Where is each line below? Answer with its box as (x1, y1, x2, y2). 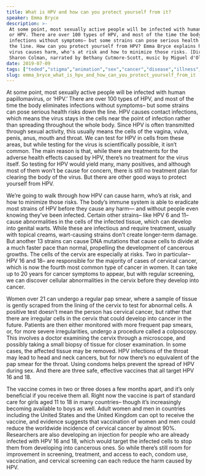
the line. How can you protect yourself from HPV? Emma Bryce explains (9, 44, 196, 50)
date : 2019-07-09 (6, 60, 51, 66)
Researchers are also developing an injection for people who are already (6, 431, 189, 439)
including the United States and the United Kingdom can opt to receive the (6, 412, 194, 419)
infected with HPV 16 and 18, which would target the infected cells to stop (6, 437, 192, 445)
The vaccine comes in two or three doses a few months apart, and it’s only (6, 385, 195, 393)
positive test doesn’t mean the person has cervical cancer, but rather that (6, 308, 192, 316)
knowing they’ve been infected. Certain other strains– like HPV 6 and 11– (6, 211, 189, 219)
